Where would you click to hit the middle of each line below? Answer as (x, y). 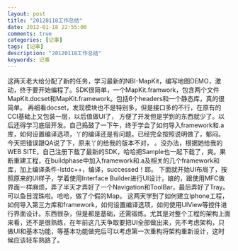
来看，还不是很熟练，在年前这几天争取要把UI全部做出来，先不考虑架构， (113, 222)
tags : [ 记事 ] (25, 47)
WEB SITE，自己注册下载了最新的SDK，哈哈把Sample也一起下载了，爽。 (114, 151)
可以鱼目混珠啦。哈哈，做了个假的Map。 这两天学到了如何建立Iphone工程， (118, 196)
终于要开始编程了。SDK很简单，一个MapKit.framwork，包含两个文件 (119, 90)
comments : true (30, 34)
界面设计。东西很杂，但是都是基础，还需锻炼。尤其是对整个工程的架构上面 (122, 214)
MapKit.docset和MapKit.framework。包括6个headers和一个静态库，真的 (113, 98)
